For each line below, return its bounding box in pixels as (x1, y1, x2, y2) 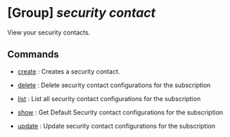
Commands (7, 48, 60, 60)
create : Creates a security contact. (17, 67, 120, 75)
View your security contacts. (7, 28, 91, 37)
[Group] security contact (7, 5, 156, 21)
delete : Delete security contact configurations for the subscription (17, 81, 211, 89)
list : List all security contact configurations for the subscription (17, 94, 201, 103)
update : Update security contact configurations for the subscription (17, 122, 216, 130)
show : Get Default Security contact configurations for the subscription (17, 107, 224, 117)
